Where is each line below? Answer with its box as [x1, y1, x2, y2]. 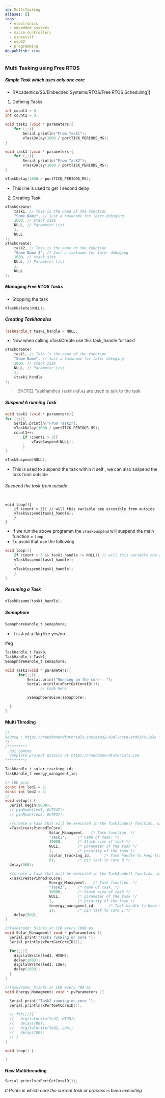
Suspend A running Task [5, 400, 57, 406]
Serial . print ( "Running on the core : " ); [27, 677, 113, 682]
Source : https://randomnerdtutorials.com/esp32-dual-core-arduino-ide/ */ [5, 735, 164, 740]
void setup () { [5, 798, 36, 803]
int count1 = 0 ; [5, 108, 38, 113]
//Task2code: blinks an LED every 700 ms [5, 985, 91, 990]
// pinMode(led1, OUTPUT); [9, 808, 65, 813]
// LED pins [5, 780, 29, 785]
